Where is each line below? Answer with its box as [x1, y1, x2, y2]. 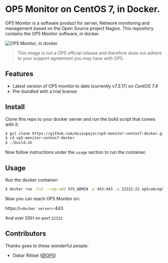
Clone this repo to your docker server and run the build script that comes [5, 116, 156, 122]
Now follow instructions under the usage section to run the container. [5, 149, 146, 155]
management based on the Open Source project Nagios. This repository [5, 25, 154, 31]
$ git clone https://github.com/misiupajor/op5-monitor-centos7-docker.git [5, 131, 166, 136]
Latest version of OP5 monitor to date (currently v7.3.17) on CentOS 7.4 [12, 83, 158, 89]
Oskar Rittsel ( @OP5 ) [12, 252, 56, 258]
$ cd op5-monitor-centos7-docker [5, 136, 75, 141]
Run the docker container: [5, 177, 59, 183]
